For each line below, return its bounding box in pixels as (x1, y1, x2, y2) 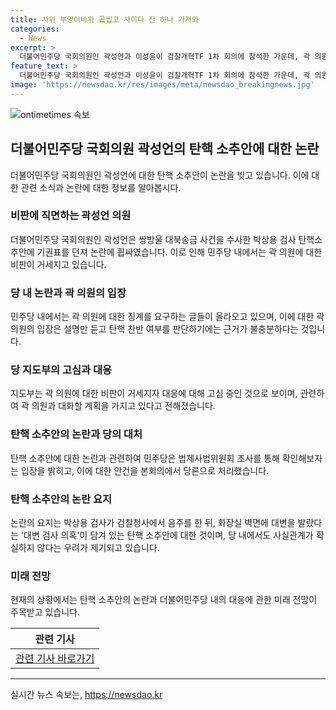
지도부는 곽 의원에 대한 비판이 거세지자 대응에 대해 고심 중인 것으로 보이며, (10, 387, 298, 400)
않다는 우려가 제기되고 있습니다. (36, 542, 160, 554)
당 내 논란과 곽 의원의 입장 (10, 286, 127, 300)
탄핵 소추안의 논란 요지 (10, 492, 113, 506)
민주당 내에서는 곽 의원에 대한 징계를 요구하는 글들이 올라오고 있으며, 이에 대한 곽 (10, 311, 325, 323)
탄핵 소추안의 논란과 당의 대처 (10, 427, 143, 441)
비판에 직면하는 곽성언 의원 (10, 209, 132, 223)
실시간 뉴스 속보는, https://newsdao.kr (10, 689, 163, 701)
